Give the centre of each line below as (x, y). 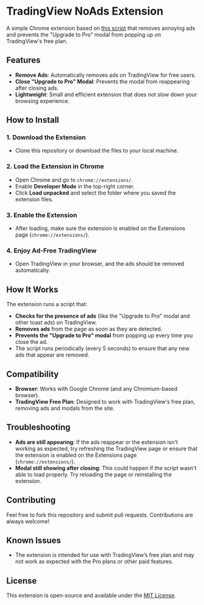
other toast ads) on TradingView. (56, 323)
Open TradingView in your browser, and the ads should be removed (100, 264)
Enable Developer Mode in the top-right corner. (75, 186)
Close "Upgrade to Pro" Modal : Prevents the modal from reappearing (102, 81)
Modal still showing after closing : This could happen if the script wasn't (106, 468)
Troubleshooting (39, 427)
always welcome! (28, 521)
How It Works (32, 289)
